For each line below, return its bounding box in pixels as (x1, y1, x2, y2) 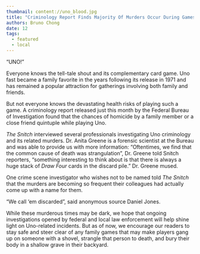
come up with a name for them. (6, 186, 83, 193)
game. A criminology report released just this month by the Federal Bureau (6, 106, 189, 114)
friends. (6, 89, 26, 96)
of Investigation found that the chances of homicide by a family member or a (6, 112, 194, 120)
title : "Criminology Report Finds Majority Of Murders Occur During (6, 14, 180, 20)
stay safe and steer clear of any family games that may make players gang (6, 228, 189, 236)
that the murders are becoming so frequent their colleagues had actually (6, 180, 184, 187)
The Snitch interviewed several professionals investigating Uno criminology (6, 130, 191, 137)
